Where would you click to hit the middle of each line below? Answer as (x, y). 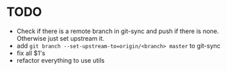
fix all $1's (31, 53)
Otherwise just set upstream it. (60, 38)
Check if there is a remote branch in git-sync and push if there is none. (118, 31)
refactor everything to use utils (60, 60)
